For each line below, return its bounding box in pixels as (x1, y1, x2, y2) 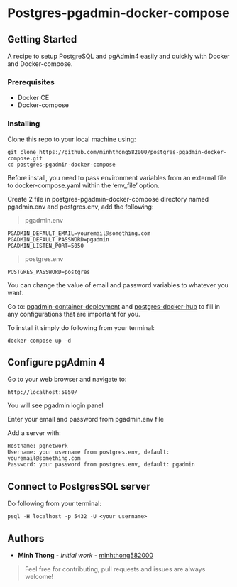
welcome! (24, 573, 54, 581)
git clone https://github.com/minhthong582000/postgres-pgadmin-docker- (7, 148, 227, 155)
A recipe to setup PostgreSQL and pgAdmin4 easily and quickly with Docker (7, 52, 230, 60)
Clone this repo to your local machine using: (7, 135, 136, 143)
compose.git (7, 155, 43, 162)
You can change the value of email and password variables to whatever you (7, 280, 229, 289)
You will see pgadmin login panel (7, 401, 104, 410)
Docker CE (17, 94, 50, 102)
